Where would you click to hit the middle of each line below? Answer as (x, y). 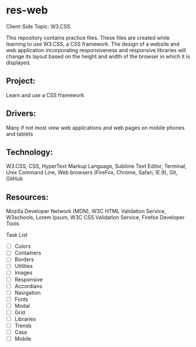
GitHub (15, 178)
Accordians (28, 286)
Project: (21, 81)
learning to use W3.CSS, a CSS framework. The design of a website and (93, 44)
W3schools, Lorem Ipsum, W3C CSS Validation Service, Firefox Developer (95, 218)
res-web (27, 10)
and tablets (20, 134)
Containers (28, 253)
